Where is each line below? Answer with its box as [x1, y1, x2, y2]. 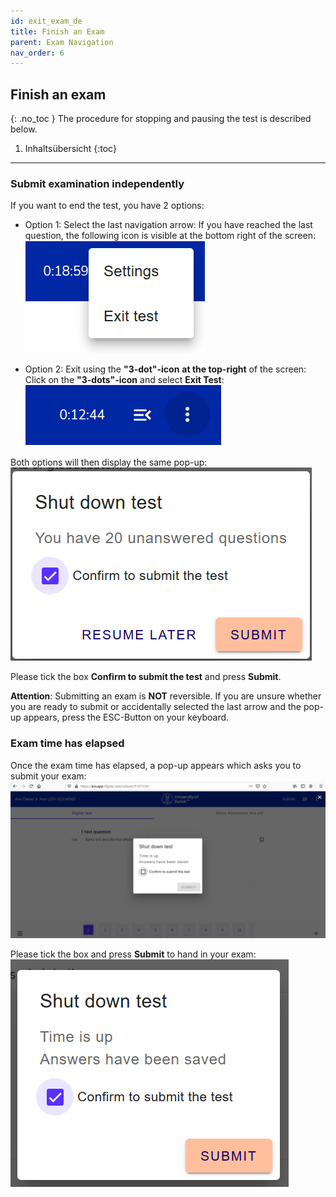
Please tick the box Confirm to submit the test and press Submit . [10, 671, 282, 683]
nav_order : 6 [10, 48, 65, 58]
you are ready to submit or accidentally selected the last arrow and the [10, 701, 302, 713]
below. [10, 123, 38, 135]
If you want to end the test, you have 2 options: [10, 200, 205, 212]
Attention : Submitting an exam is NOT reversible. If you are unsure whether [10, 690, 322, 702]
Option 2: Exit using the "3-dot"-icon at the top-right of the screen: [24, 363, 307, 375]
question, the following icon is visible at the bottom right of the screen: [24, 230, 316, 242]
